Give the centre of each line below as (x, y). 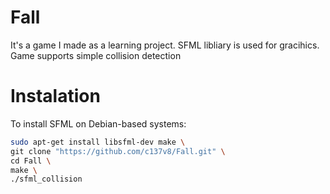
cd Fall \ (31, 161)
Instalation (55, 96)
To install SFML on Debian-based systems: (98, 123)
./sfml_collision (46, 179)
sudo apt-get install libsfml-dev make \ (98, 142)
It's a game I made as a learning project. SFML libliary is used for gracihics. (165, 45)
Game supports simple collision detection (96, 55)
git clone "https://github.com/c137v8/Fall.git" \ (118, 151)
